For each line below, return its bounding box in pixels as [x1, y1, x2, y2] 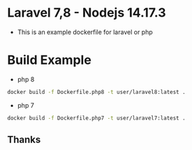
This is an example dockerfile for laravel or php [17, 28, 154, 36]
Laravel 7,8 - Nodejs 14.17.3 [7, 5, 166, 21]
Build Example [7, 52, 92, 68]
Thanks [7, 134, 41, 146]
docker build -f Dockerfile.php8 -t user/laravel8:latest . [7, 88, 186, 95]
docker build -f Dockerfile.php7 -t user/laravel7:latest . [7, 115, 186, 122]
